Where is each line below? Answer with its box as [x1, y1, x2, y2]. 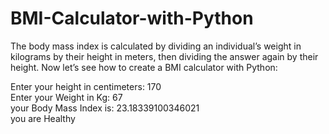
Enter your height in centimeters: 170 [10, 80, 162, 92]
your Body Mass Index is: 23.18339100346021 [10, 102, 200, 114]
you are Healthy [10, 112, 76, 124]
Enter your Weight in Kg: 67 [10, 91, 123, 103]
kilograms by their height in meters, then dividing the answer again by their [10, 50, 319, 62]
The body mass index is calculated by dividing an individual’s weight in [10, 40, 302, 52]
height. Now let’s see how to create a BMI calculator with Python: [10, 61, 278, 73]
